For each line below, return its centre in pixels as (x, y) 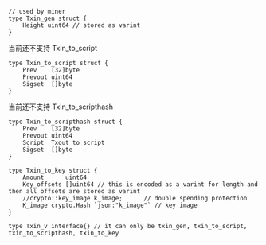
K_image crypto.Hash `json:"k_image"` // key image (110, 205)
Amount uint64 (55, 177)
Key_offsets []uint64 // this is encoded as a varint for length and (141, 185)
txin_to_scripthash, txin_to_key (64, 233)
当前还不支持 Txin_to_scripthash (61, 107)
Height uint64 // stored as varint (82, 25)
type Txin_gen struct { (48, 18)
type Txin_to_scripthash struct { (66, 122)
